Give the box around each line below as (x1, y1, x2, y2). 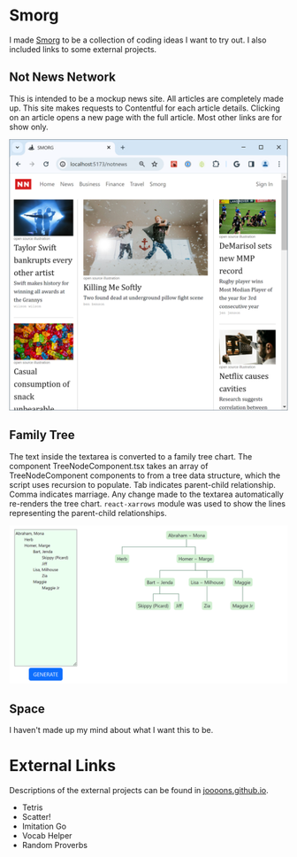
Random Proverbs (21, 839, 88, 850)
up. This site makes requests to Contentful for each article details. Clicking (9, 103, 280, 113)
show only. (9, 121, 49, 132)
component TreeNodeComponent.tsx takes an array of (9, 460, 209, 471)
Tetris (21, 802, 43, 813)
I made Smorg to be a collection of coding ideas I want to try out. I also (9, 35, 267, 45)
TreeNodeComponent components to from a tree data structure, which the (9, 470, 281, 481)
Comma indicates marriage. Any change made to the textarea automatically (9, 489, 285, 499)
